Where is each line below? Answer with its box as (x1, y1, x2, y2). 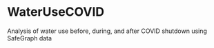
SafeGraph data (7, 34, 52, 42)
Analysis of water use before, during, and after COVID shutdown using (7, 27, 207, 35)
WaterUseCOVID (7, 4, 105, 20)
